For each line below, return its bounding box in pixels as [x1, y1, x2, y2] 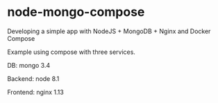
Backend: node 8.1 [7, 74, 60, 83]
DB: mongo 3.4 [7, 61, 51, 69]
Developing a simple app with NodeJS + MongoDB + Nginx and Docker [7, 27, 211, 35]
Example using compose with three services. [7, 48, 135, 56]
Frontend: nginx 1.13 [7, 88, 64, 96]
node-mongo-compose [7, 4, 145, 20]
